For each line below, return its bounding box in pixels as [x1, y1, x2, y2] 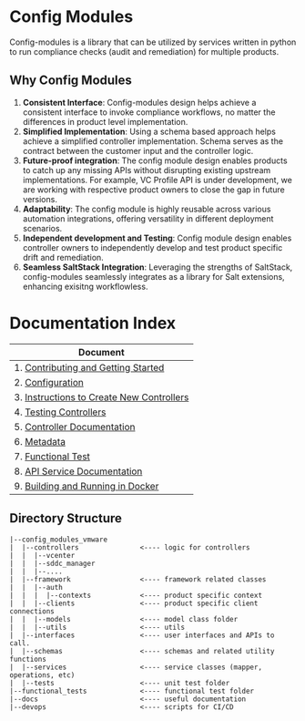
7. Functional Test [14, 449, 91, 462]
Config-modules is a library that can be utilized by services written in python [9, 36, 297, 47]
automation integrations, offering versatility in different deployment [22, 212, 274, 224]
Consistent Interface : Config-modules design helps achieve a [22, 97, 257, 108]
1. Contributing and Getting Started [14, 361, 165, 374]
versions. [22, 193, 57, 204]
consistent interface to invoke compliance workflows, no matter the [22, 107, 276, 118]
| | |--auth [9, 582, 64, 592]
